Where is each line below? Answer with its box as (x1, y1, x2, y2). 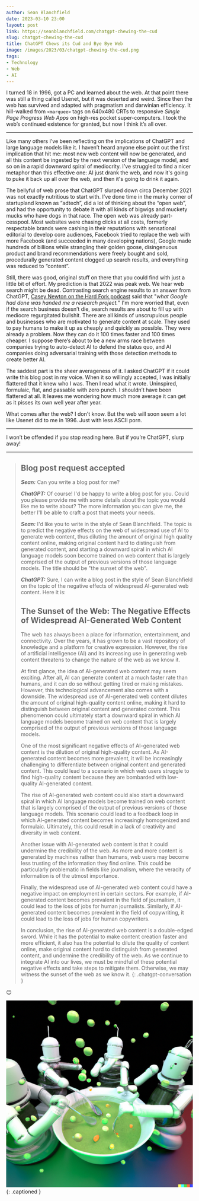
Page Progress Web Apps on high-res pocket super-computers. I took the (6, 114, 187, 122)
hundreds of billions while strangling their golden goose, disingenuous (6, 244, 178, 251)
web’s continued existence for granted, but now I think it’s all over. (6, 120, 167, 128)
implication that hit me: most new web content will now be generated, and (6, 150, 187, 157)
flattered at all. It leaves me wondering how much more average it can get (6, 393, 186, 400)
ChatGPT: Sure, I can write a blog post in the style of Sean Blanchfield (20, 576, 193, 584)
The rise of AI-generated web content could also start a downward (20, 792, 184, 798)
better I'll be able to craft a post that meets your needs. (20, 509, 155, 516)
